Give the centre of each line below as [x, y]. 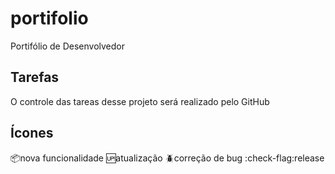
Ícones [32, 133]
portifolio [49, 18]
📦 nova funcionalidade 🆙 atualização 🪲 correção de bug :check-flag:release [167, 158]
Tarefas [35, 77]
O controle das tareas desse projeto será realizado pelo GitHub [140, 101]
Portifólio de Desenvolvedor [67, 46]
